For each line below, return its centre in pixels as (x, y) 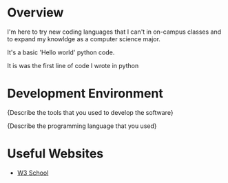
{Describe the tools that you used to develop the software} (90, 112)
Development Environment (85, 94)
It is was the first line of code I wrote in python (73, 65)
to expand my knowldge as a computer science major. (84, 39)
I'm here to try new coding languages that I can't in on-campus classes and (114, 32)
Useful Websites (55, 154)
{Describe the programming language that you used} (82, 126)
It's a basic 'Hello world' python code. (61, 52)
